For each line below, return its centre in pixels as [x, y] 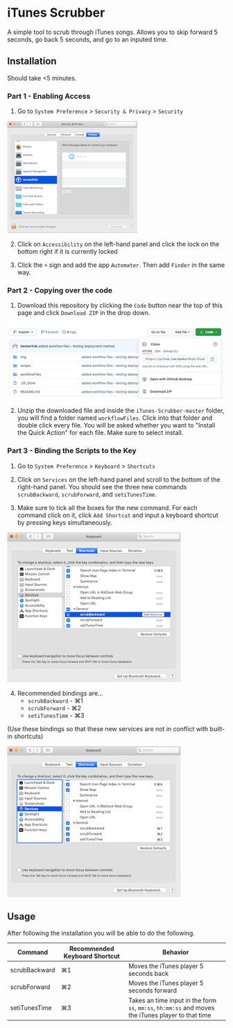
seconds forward [153, 990]
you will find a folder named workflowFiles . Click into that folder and [115, 418]
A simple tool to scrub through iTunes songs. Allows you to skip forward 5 [113, 32]
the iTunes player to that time [170, 1015]
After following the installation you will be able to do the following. [101, 933]
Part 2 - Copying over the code [60, 290]
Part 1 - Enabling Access [49, 96]
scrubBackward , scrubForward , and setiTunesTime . [87, 494]
